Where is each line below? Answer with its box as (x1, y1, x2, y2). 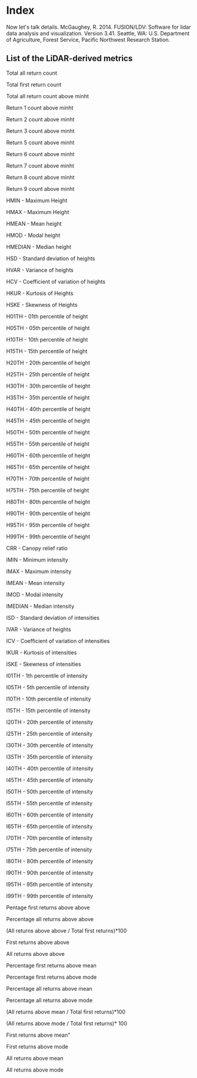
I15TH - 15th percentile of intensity (6, 707, 91, 714)
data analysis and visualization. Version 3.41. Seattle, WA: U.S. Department (6, 29, 190, 36)
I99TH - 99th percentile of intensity (6, 892, 94, 899)
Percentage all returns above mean (6, 985, 93, 992)
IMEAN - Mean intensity (6, 579, 65, 586)
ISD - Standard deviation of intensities (6, 614, 100, 621)
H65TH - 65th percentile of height (6, 463, 90, 470)
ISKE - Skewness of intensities (6, 660, 82, 668)
